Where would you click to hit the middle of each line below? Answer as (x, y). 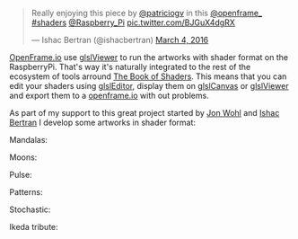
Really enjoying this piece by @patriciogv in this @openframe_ (147, 13)
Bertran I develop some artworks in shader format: (102, 122)
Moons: (23, 157)
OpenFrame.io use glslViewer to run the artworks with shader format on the (149, 57)
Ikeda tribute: (34, 227)
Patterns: (26, 192)
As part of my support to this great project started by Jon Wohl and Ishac (145, 113)
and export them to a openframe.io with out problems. (109, 95)
